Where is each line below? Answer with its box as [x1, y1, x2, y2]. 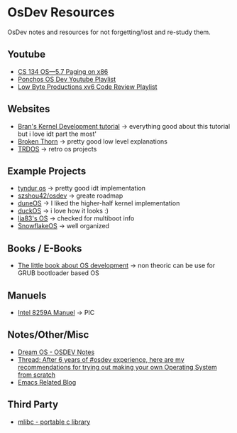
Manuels [7, 289, 47, 301]
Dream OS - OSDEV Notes [17, 348, 95, 356]
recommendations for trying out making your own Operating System [17, 363, 218, 371]
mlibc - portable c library [17, 417, 91, 426]
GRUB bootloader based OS [17, 269, 99, 277]
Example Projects [7, 165, 87, 177]
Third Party [7, 399, 59, 411]
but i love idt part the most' [17, 129, 97, 138]
